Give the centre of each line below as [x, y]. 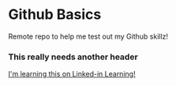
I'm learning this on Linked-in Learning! [72, 74]
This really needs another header [73, 57]
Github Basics [55, 15]
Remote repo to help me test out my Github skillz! [88, 36]
